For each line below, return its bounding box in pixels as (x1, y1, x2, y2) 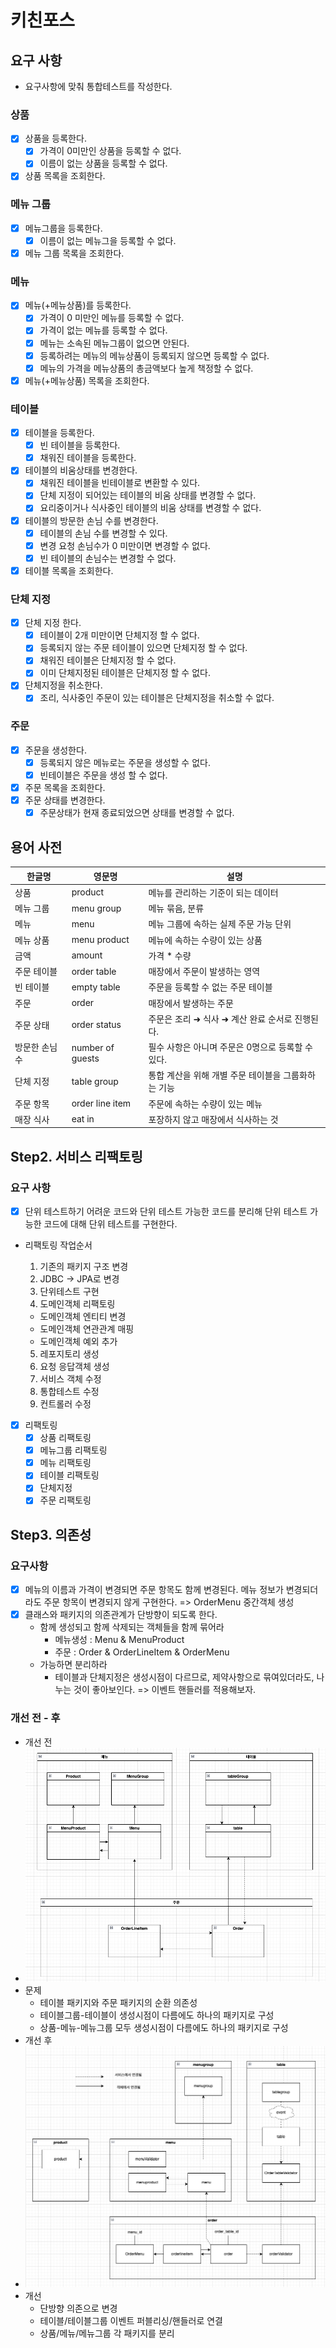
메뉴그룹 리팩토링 (39, 1444, 108, 1456)
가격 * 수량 (148, 949, 192, 961)
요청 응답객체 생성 (39, 1361, 110, 1373)
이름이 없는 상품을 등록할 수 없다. (39, 157, 168, 170)
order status (71, 1019, 122, 1031)
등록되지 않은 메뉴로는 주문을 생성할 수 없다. (39, 756, 211, 768)
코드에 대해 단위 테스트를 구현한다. (43, 1218, 178, 1230)
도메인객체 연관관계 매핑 (39, 1323, 135, 1335)
